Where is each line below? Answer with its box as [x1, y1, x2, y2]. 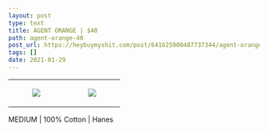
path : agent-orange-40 [8, 33, 84, 42]
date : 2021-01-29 [8, 56, 66, 64]
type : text [8, 19, 45, 27]
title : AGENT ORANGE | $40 [8, 26, 98, 34]
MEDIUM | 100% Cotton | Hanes [8, 115, 114, 124]
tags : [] [8, 49, 37, 56]
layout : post [8, 11, 52, 20]
